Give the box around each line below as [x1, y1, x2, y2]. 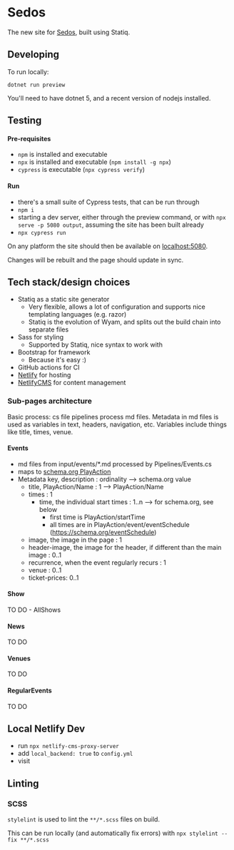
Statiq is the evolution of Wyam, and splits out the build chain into [28, 318, 221, 327]
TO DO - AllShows [7, 605, 61, 614]
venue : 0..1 [28, 565, 62, 574]
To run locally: [7, 67, 49, 76]
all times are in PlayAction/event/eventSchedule [49, 520, 190, 528]
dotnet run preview [7, 81, 66, 88]
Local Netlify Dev [7, 723, 86, 735]
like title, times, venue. [7, 427, 73, 436]
